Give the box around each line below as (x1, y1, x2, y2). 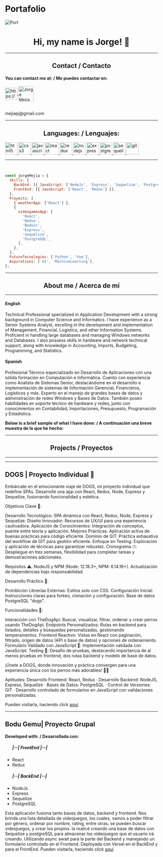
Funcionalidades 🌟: (5, 607, 43, 613)
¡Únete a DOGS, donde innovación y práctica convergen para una (5, 662, 136, 668)
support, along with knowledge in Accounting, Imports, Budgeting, (5, 342, 138, 348)
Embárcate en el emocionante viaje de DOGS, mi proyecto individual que (5, 483, 150, 489)
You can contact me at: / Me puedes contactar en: (5, 75, 108, 81)
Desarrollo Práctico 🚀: (5, 578, 49, 584)
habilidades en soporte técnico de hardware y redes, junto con (5, 400, 130, 406)
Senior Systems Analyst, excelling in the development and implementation (5, 322, 153, 328)
